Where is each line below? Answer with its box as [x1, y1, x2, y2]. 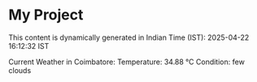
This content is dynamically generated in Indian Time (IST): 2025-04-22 [8, 32, 250, 42]
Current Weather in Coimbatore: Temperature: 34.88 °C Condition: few [8, 57, 246, 67]
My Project [8, 6, 84, 24]
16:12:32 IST [8, 41, 50, 50]
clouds [8, 65, 32, 75]
